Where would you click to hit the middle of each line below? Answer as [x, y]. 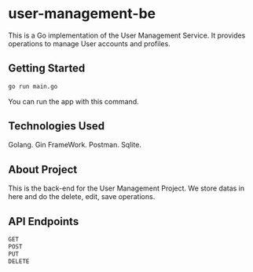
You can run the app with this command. [73, 101]
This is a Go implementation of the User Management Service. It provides [127, 35]
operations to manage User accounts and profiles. [89, 43]
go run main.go [33, 86]
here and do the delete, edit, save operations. [82, 197]
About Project [43, 169]
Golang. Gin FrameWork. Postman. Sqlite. [75, 145]
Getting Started [47, 69]
